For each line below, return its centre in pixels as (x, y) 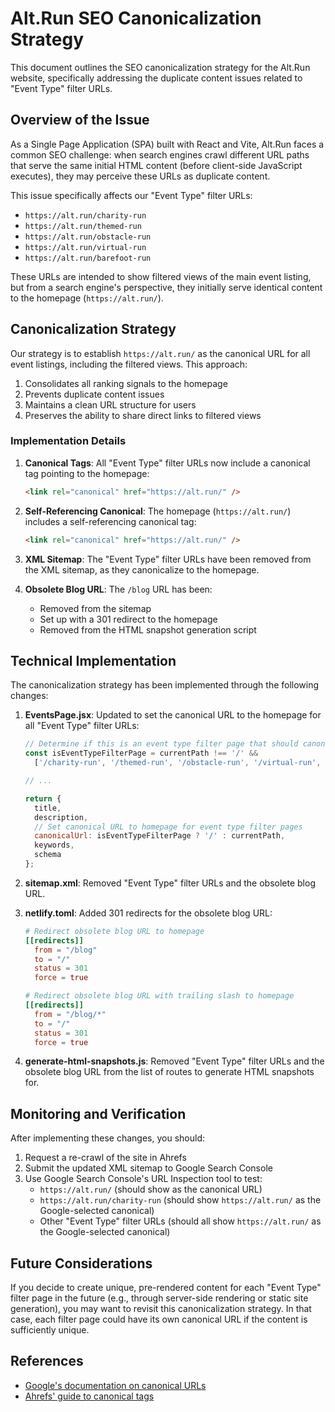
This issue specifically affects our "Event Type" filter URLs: (131, 195)
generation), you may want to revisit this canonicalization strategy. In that (161, 1309)
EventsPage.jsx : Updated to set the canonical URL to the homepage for (173, 715)
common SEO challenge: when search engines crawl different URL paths (160, 154)
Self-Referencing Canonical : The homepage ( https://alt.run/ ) (158, 511)
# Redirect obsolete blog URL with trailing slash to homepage (159, 996)
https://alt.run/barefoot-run (88, 258)
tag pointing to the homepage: (87, 473)
